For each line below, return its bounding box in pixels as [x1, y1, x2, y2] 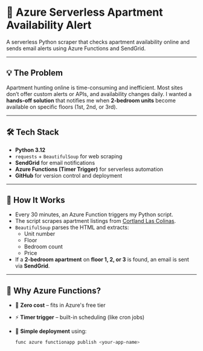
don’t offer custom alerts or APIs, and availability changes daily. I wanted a [6, 90, 192, 97]
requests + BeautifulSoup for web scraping [14, 152, 123, 159]
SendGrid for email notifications [14, 159, 95, 166]
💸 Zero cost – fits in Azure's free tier [14, 301, 106, 309]
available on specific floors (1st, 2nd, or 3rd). [6, 103, 118, 111]
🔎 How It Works [6, 195, 65, 205]
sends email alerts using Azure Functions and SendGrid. [6, 45, 146, 52]
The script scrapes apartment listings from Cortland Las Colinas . [14, 217, 176, 225]
